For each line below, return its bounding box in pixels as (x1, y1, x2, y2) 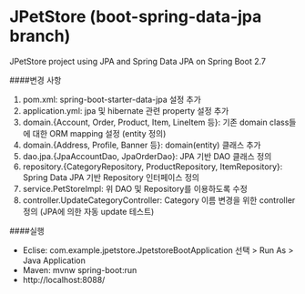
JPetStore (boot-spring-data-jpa (9, 6, 262, 27)
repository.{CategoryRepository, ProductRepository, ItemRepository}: (22, 161, 283, 172)
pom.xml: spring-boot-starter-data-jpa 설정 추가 (22, 94, 202, 105)
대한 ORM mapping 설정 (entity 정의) (32, 127, 167, 138)
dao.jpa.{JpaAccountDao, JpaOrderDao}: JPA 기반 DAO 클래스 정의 (22, 150, 272, 161)
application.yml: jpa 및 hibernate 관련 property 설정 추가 (22, 105, 229, 116)
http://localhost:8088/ (22, 274, 106, 285)
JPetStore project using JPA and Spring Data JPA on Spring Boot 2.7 (9, 56, 267, 66)
